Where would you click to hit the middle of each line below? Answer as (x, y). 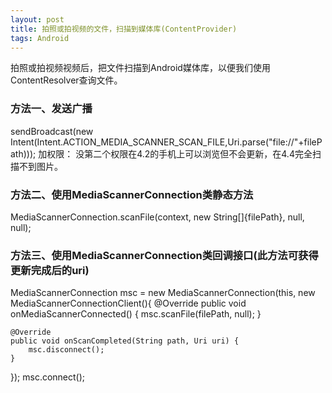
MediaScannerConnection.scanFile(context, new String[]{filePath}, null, (157, 217)
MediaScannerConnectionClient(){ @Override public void (128, 303)
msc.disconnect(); (66, 350)
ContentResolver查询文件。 (66, 80)
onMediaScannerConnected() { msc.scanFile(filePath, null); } (136, 314)
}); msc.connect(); (48, 377)
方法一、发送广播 (51, 109)
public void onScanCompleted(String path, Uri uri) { (125, 341)
